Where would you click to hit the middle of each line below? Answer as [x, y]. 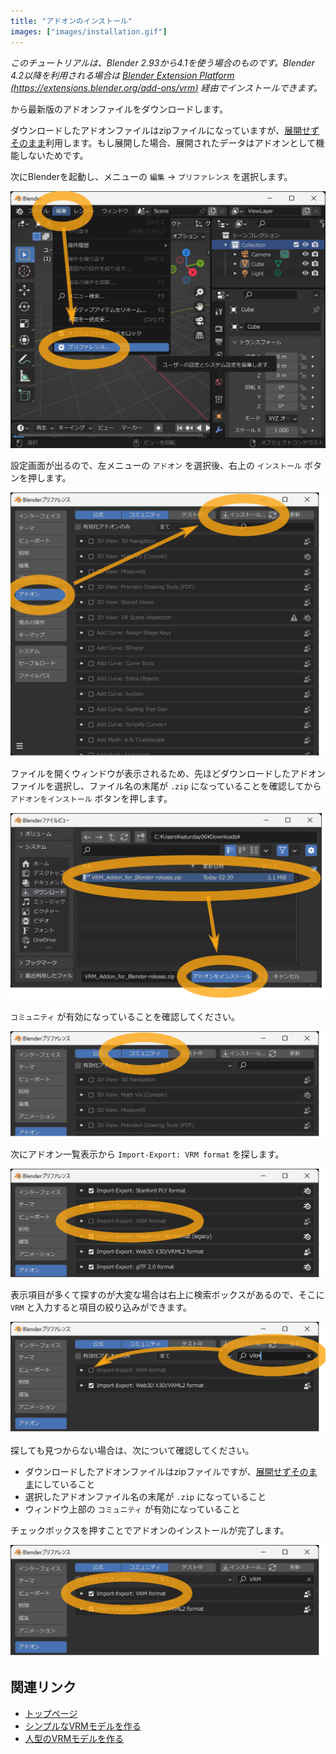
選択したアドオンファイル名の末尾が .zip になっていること [145, 1497]
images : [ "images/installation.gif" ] [89, 31]
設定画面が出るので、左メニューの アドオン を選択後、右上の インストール [156, 466]
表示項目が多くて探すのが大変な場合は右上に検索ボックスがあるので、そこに [167, 1294]
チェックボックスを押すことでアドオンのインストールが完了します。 [150, 1531]
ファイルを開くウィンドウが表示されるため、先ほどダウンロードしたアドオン [168, 773]
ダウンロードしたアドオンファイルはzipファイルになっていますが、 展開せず [165, 130]
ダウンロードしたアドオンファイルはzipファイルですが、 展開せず [158, 1472]
